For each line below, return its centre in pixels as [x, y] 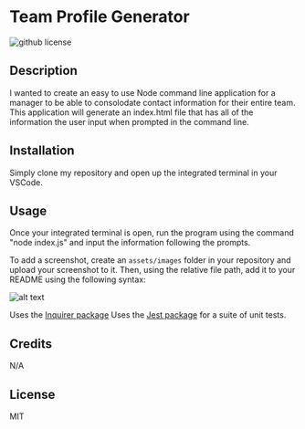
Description [43, 71]
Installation [42, 151]
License [32, 394]
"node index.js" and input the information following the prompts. [130, 243]
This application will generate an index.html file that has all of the [131, 112]
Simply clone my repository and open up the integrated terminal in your [143, 173]
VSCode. [26, 182]
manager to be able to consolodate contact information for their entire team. [152, 102]
